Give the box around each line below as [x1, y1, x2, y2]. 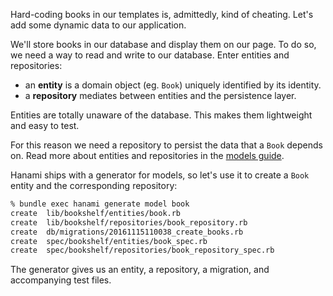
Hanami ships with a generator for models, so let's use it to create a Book [10, 169, 310, 181]
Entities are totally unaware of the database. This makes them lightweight [10, 109, 313, 121]
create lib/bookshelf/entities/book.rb [10, 208, 182, 218]
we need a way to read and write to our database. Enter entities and [10, 49, 290, 61]
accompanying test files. [10, 274, 112, 286]
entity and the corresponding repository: [10, 180, 178, 191]
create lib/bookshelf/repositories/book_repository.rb [10, 217, 248, 228]
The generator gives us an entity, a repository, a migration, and [10, 264, 270, 276]
